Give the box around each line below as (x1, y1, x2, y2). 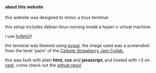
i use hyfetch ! (5, 33, 33, 39)
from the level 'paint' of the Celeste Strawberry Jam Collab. (5, 48, 124, 54)
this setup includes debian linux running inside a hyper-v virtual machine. (5, 24, 152, 30)
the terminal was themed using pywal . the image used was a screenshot (5, 43, 150, 48)
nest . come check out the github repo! (5, 62, 82, 68)
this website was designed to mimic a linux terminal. (5, 15, 109, 20)
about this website (5, 4, 44, 10)
